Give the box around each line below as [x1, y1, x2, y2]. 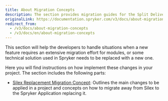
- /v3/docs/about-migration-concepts [9, 26, 88, 31]
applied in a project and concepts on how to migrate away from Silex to [12, 85, 159, 90]
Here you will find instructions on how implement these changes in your [5, 64, 153, 70]
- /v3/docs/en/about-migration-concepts [9, 30, 95, 35]
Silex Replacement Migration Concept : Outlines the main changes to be [12, 79, 159, 85]
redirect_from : [5, 21, 37, 26]
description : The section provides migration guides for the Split [5, 12, 149, 17]
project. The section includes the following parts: [5, 70, 106, 75]
